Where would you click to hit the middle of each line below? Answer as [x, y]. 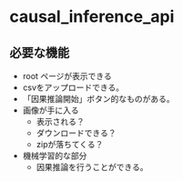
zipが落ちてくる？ [70, 144]
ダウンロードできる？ [76, 133]
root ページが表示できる [67, 76]
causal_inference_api [92, 17]
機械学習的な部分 [55, 156]
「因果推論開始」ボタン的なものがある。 [98, 99]
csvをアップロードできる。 [73, 87]
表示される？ [60, 121]
